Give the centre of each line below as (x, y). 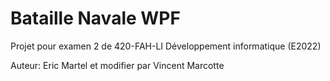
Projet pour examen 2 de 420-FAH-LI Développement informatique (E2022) (166, 46)
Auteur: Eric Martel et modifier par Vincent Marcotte (117, 65)
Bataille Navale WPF (95, 18)
